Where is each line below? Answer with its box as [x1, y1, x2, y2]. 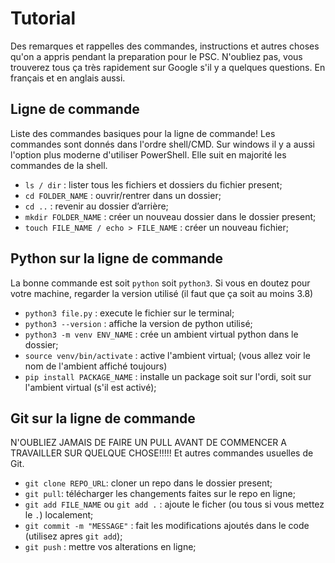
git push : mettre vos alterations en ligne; [24, 541, 197, 553]
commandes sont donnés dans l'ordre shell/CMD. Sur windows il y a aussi [10, 138, 315, 150]
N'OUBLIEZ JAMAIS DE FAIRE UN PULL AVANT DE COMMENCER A [10, 437, 287, 449]
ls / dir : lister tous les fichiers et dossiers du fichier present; [24, 178, 283, 191]
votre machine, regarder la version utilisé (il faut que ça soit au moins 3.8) [10, 287, 314, 299]
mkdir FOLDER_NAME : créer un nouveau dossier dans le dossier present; [24, 210, 317, 222]
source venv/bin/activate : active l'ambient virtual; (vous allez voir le [24, 349, 311, 361]
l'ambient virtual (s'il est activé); [24, 381, 157, 393]
